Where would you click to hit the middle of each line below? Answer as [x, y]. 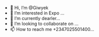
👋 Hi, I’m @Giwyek [29, 8]
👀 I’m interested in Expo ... [37, 13]
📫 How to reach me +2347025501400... [52, 29]
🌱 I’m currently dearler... [35, 18]
